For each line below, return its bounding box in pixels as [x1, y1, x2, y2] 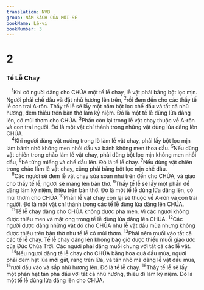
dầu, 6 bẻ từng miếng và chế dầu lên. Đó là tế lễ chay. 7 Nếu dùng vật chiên [6, 158, 193, 166]
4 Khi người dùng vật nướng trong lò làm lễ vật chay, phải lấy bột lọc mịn [12, 136, 191, 144]
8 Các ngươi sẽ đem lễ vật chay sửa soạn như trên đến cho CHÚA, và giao [12, 171, 196, 180]
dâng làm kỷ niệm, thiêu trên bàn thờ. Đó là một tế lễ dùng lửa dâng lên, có [6, 186, 194, 194]
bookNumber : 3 [6, 26, 43, 32]
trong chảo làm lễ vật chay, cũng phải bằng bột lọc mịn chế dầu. [6, 165, 167, 172]
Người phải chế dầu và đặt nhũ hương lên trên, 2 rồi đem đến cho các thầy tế [6, 95, 197, 104]
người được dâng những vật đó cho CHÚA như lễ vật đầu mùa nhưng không [6, 222, 196, 229]
